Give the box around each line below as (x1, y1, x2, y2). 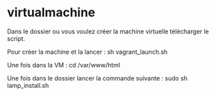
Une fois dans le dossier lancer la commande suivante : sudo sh (7, 74, 188, 82)
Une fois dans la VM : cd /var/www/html (7, 61, 121, 69)
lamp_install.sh (7, 81, 49, 89)
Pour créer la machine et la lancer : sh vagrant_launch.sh (7, 48, 168, 56)
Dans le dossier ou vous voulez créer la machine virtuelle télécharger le (7, 27, 209, 35)
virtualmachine (7, 5, 96, 20)
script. (7, 34, 25, 42)
